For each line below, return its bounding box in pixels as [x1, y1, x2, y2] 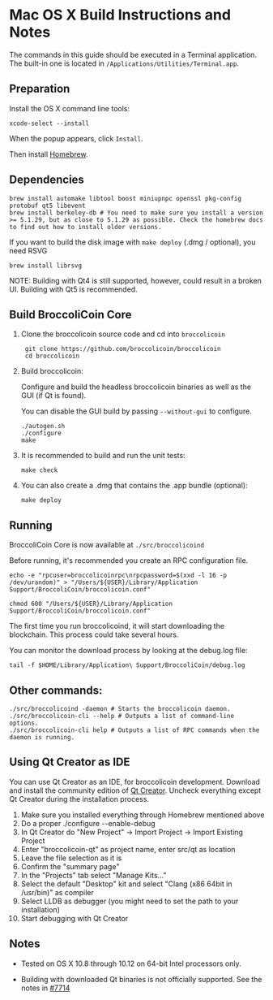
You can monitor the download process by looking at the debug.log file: [9, 646, 248, 656]
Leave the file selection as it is [20, 853, 122, 863]
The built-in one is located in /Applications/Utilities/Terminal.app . [9, 58, 240, 68]
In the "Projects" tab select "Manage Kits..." [20, 870, 167, 880]
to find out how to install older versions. [9, 223, 162, 231]
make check [20, 466, 58, 474]
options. [9, 719, 39, 727]
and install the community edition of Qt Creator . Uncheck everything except [9, 786, 262, 795]
